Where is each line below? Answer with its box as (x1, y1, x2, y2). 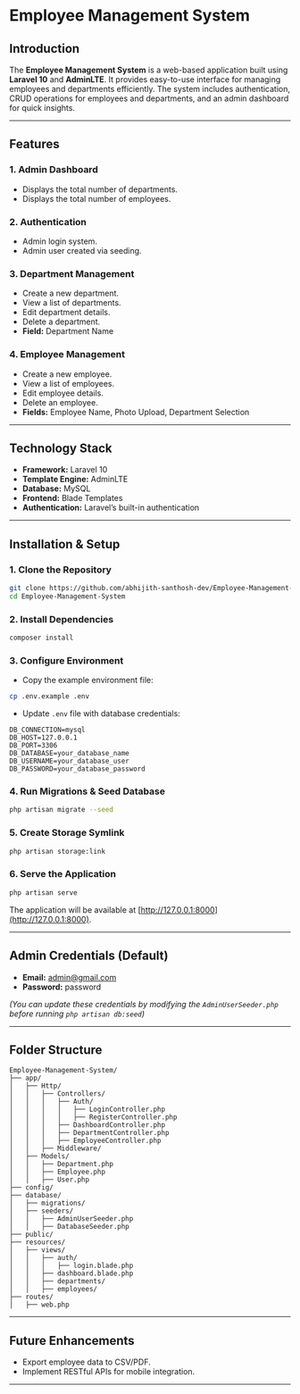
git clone (9, 584, 46, 593)
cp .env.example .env (9, 692, 90, 701)
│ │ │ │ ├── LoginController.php (9, 1105, 166, 1114)
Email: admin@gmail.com (21, 972, 117, 982)
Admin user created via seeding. (21, 245, 142, 255)
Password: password (21, 981, 102, 992)
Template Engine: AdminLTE (21, 474, 129, 485)
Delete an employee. (21, 396, 98, 407)
